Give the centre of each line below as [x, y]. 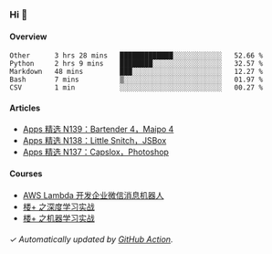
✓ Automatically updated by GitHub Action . [91, 239]
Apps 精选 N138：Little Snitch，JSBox [94, 141]
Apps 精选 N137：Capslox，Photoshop [95, 152]
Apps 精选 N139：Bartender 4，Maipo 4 [98, 129]
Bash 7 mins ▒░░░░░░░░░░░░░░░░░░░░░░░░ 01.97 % [136, 80]
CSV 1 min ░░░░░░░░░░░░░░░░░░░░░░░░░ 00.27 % [136, 88]
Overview [28, 37]
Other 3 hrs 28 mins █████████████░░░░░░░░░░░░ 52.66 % [136, 56]
